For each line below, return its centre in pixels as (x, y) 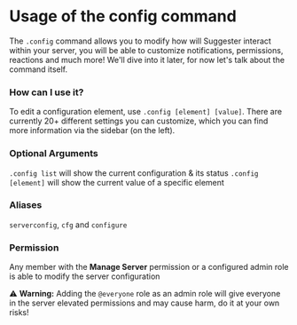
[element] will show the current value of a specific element (117, 182)
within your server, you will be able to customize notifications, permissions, (146, 50)
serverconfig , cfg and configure (68, 225)
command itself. (39, 69)
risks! (19, 313)
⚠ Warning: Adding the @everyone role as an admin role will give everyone (145, 294)
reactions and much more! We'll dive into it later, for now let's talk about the (147, 59)
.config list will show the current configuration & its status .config (134, 173)
